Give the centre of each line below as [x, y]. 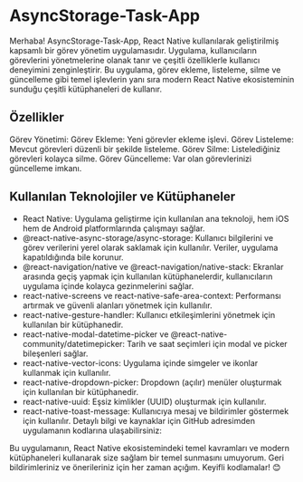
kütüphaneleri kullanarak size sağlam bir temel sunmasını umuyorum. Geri [147, 458]
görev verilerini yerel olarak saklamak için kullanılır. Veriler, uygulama [150, 247]
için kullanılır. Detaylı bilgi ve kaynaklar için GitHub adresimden [139, 420]
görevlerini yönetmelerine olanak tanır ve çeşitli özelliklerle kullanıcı [135, 60]
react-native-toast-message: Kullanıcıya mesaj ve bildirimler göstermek [156, 411]
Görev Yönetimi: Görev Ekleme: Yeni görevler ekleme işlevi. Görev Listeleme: [151, 139]
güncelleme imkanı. [46, 168]
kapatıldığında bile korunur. [73, 257]
